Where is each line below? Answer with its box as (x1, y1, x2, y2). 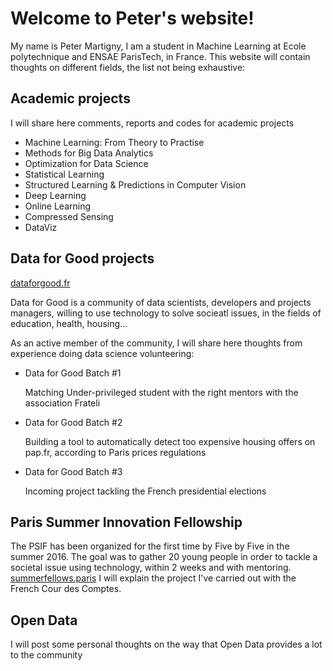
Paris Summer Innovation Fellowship (10, 513, 243, 531)
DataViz (24, 221, 58, 233)
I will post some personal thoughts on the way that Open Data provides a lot (10, 638, 323, 651)
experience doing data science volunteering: (10, 347, 195, 359)
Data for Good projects (10, 250, 155, 267)
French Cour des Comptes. (10, 583, 122, 595)
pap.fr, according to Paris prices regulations (24, 446, 207, 458)
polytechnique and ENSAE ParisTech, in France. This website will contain (10, 50, 311, 62)
